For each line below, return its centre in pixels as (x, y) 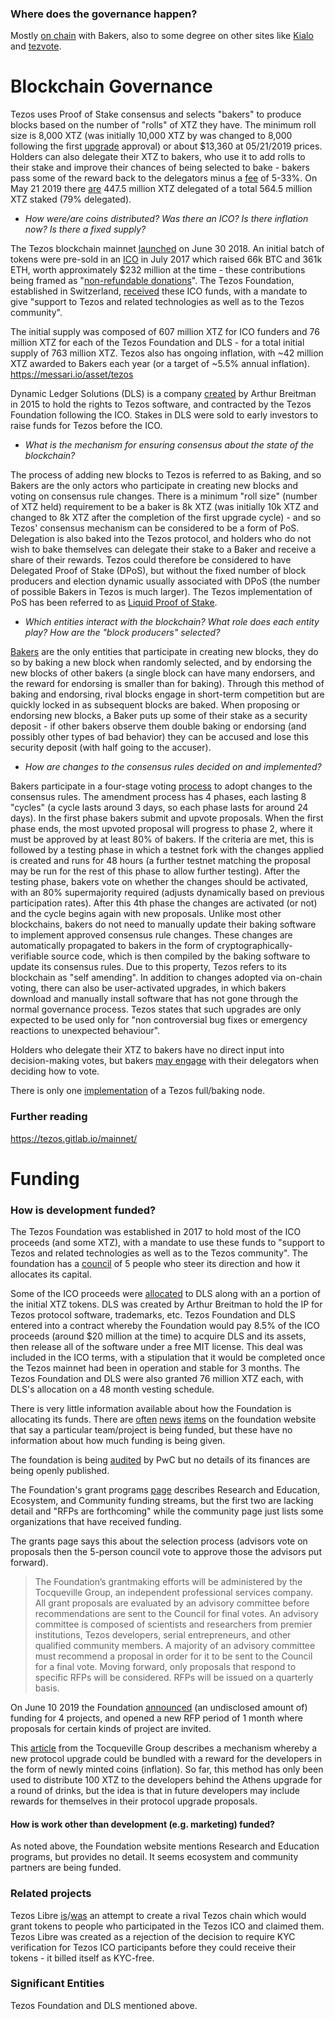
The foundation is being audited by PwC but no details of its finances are (160, 1460)
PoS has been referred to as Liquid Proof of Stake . (114, 603)
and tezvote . (36, 46)
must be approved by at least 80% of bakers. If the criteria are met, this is (162, 839)
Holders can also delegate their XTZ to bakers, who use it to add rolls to (158, 157)
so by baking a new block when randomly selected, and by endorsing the (161, 663)
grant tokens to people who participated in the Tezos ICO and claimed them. (167, 1926)
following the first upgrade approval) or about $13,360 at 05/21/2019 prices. (166, 146)
